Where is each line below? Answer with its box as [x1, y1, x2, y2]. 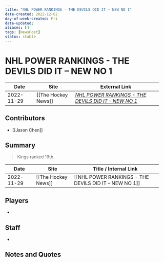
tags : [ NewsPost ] [5, 30, 41, 35]
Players [5, 196, 29, 205]
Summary [5, 141, 36, 150]
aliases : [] [5, 25, 29, 30]
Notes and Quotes [5, 250, 61, 259]
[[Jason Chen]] [12, 127, 43, 133]
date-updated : [5, 20, 34, 26]
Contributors [5, 114, 45, 122]
